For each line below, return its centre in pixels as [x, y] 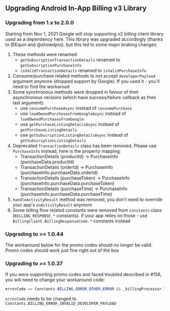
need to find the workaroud [41, 86]
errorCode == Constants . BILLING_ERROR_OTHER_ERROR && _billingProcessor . [85, 289]
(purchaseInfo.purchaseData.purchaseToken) [67, 183]
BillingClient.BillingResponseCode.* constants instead [71, 221]
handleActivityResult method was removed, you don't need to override [88, 199]
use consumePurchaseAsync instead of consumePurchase [76, 108]
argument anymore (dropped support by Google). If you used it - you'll [86, 81]
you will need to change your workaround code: [55, 280]
